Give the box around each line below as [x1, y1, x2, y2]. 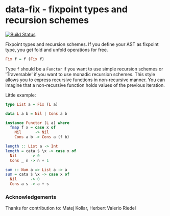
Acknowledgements [5, 193, 57, 200]
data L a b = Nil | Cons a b [5, 111, 67, 116]
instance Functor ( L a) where [5, 120, 70, 126]
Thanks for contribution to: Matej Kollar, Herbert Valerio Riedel [5, 205, 136, 211]
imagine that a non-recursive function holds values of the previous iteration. [5, 82, 165, 88]
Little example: [5, 92, 36, 98]
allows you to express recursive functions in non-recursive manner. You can [5, 77, 165, 83]
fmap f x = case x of [10, 125, 56, 130]
